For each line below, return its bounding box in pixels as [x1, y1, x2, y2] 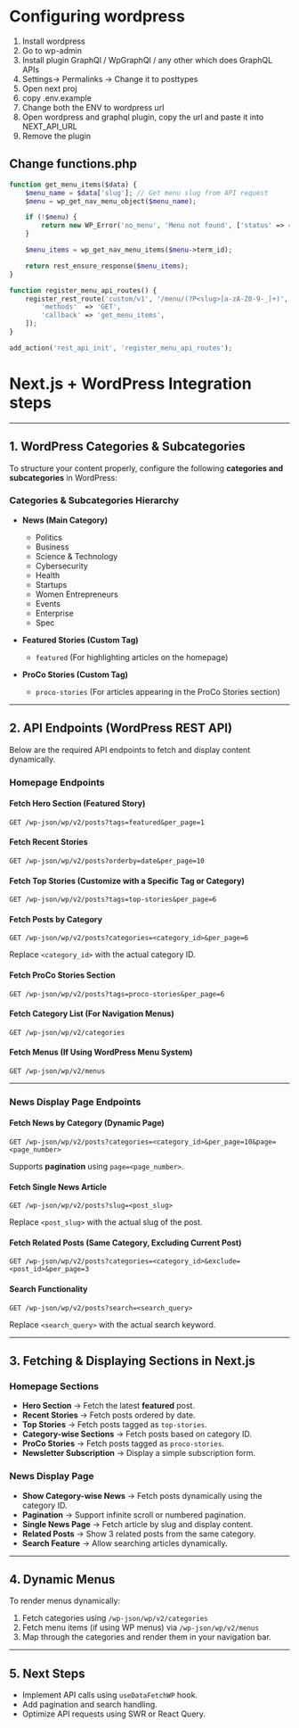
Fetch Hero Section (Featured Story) [9, 798, 146, 809]
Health [35, 569, 61, 581]
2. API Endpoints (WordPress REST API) [9, 721, 233, 736]
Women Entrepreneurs [35, 589, 118, 599]
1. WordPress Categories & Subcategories [9, 439, 246, 454]
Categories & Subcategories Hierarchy [9, 494, 180, 507]
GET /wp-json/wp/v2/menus [9, 1066, 105, 1076]
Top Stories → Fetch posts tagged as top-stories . [21, 1419, 207, 1430]
